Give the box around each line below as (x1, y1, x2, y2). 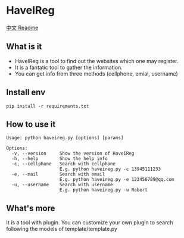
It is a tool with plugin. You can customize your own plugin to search (6, 219, 174, 226)
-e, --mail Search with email (11, 171, 105, 177)
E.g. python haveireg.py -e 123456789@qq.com (59, 177, 174, 183)
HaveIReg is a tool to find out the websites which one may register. (14, 57, 179, 64)
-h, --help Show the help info (11, 156, 108, 162)
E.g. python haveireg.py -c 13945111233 (59, 166, 161, 173)
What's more (6, 203, 55, 213)
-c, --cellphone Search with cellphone (11, 161, 116, 167)
